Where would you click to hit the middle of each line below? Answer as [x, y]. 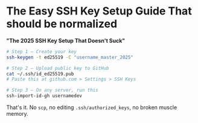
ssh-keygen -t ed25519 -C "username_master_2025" [70, 57]
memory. [17, 114]
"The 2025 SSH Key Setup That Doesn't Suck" [66, 40]
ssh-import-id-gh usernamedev [44, 96]
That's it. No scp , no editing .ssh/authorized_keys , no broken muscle [92, 107]
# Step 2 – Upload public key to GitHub [58, 68]
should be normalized [62, 24]
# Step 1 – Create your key [42, 52]
